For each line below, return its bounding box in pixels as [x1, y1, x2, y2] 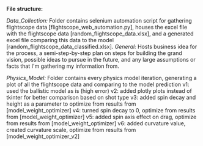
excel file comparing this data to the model [6, 37, 114, 43]
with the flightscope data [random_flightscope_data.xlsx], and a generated [6, 30, 194, 37]
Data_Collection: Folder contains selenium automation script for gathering [6, 17, 192, 24]
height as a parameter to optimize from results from [6, 100, 136, 108]
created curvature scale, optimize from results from [6, 126, 136, 133]
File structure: [6, 5, 43, 12]
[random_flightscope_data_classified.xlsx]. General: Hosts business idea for [6, 43, 197, 50]
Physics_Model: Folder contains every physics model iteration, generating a [6, 75, 197, 81]
